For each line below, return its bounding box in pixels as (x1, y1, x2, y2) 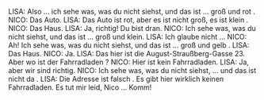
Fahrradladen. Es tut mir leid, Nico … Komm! (8, 83, 152, 92)
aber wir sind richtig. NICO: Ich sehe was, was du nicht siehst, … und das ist (8, 66, 257, 75)
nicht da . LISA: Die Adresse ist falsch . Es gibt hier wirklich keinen (8, 75, 224, 83)
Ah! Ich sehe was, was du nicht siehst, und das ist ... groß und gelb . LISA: (8, 40, 250, 50)
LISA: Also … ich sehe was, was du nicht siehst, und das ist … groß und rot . (8, 7, 256, 16)
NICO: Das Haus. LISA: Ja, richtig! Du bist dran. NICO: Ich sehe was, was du (8, 24, 256, 33)
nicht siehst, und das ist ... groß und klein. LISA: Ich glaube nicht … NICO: (8, 32, 247, 41)
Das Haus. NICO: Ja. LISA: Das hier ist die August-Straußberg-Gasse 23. (8, 49, 246, 58)
